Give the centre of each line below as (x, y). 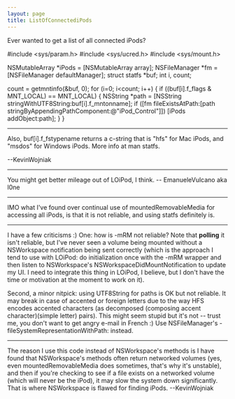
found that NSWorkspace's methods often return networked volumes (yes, (115, 358)
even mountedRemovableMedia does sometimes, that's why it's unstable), (114, 365)
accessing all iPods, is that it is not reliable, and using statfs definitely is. (111, 215)
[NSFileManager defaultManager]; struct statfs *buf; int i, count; (100, 75)
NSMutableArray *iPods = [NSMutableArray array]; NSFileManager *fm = (113, 67)
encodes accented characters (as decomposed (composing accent (104, 308)
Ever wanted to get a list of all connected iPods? (77, 40)
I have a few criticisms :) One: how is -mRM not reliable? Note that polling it (116, 235)
